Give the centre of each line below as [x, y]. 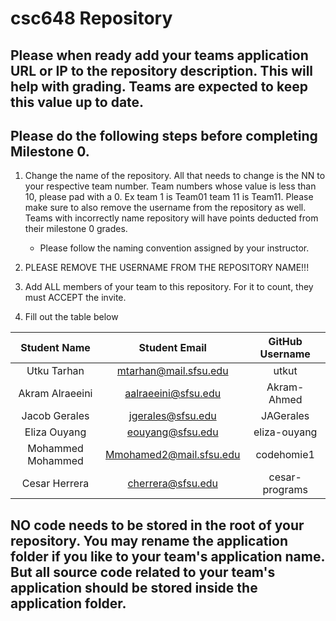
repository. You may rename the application [149, 540]
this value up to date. [77, 102]
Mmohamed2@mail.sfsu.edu [173, 455]
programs [285, 490]
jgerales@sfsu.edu [172, 416]
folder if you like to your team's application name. [167, 556]
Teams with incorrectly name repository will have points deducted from [171, 218]
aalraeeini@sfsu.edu [173, 394]
